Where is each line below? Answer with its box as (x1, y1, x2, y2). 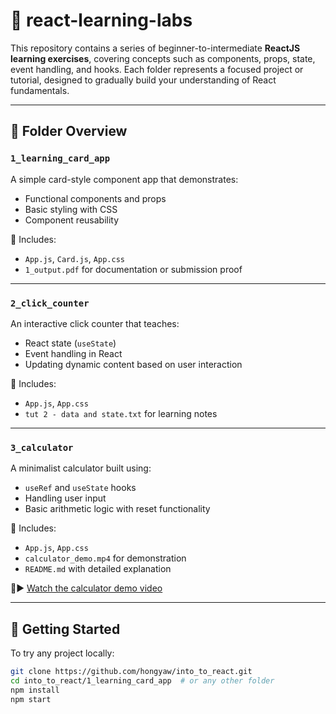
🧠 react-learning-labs (10, 9, 193, 32)
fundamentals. (10, 84, 70, 96)
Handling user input (24, 492, 107, 504)
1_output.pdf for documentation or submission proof (24, 263, 243, 275)
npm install (10, 685, 60, 695)
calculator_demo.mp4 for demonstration (24, 552, 187, 564)
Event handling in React (24, 347, 123, 359)
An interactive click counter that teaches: (10, 317, 180, 329)
